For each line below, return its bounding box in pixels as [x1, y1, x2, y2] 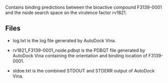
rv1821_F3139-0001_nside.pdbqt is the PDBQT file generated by [12, 47, 145, 53]
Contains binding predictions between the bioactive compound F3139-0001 [5, 5, 162, 10]
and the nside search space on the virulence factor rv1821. [5, 10, 127, 16]
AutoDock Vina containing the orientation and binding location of [12, 52, 148, 58]
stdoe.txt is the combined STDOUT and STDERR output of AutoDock [12, 67, 155, 73]
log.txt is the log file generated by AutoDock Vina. [12, 37, 116, 43]
